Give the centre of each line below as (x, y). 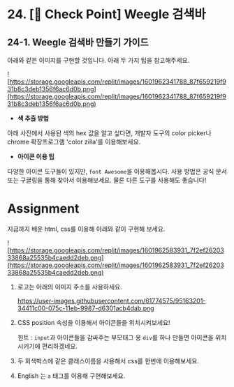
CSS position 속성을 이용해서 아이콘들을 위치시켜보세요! (94, 322)
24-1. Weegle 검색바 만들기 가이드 (78, 42)
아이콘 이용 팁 (36, 157)
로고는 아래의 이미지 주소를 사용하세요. (70, 287)
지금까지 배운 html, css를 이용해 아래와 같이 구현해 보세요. (86, 229)
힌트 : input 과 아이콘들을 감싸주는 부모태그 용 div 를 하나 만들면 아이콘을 (116, 337)
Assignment (43, 209)
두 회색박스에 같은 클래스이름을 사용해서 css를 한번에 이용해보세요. (108, 361)
